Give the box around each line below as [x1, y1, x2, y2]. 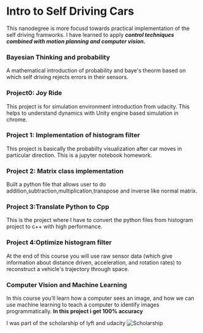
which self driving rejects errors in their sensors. [6, 74, 128, 81]
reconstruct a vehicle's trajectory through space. [6, 265, 130, 272]
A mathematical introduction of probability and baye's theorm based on [6, 67, 186, 74]
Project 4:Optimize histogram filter [6, 238, 112, 247]
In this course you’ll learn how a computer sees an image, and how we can [6, 294, 194, 302]
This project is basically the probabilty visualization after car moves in [6, 145, 182, 152]
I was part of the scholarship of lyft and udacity [6, 320, 126, 327]
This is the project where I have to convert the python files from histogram [6, 216, 194, 224]
